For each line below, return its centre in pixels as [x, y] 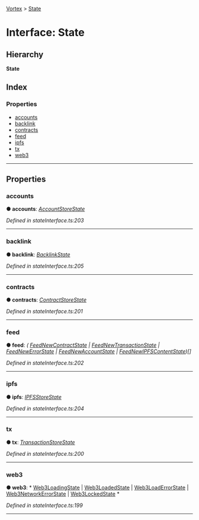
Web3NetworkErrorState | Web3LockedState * [63, 494]
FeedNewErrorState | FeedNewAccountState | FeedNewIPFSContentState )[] [99, 351]
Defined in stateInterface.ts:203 [45, 221]
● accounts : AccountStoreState [46, 209]
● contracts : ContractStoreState [46, 300]
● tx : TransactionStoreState [41, 442]
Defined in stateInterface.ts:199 [44, 505]
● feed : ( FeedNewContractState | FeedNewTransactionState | [83, 345]
